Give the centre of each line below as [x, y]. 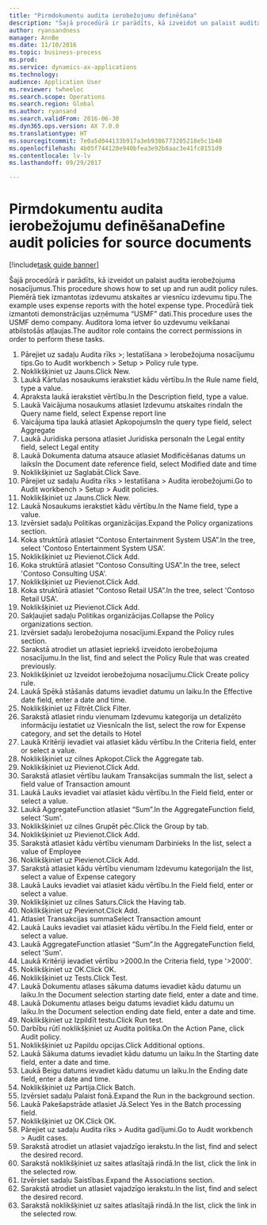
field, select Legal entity [60, 447]
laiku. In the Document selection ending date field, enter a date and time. [138, 1012]
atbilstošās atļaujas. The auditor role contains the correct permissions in [126, 331]
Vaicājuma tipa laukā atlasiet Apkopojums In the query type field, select [136, 422]
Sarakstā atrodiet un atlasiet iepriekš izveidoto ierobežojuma [119, 649]
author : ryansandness [45, 30]
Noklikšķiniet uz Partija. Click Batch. [78, 1088]
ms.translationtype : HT [48, 133]
